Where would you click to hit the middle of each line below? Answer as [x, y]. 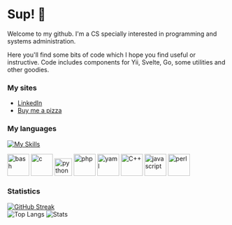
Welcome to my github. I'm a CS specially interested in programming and [112, 34]
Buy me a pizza [39, 111]
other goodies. [28, 69]
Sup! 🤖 [27, 14]
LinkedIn [30, 103]
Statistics [24, 191]
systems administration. [42, 41]
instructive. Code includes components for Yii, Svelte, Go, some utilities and [116, 62]
